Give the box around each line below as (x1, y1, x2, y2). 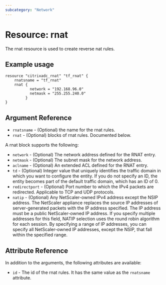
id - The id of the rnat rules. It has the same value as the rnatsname (12, 269, 150, 275)
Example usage (5, 60, 54, 68)
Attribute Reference (5, 246, 68, 255)
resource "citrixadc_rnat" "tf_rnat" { (5, 73, 88, 78)
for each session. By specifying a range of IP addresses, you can (12, 221, 146, 227)
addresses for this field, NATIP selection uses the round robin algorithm (12, 216, 160, 222)
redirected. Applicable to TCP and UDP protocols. (12, 189, 115, 195)
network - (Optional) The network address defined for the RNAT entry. (12, 152, 156, 158)
